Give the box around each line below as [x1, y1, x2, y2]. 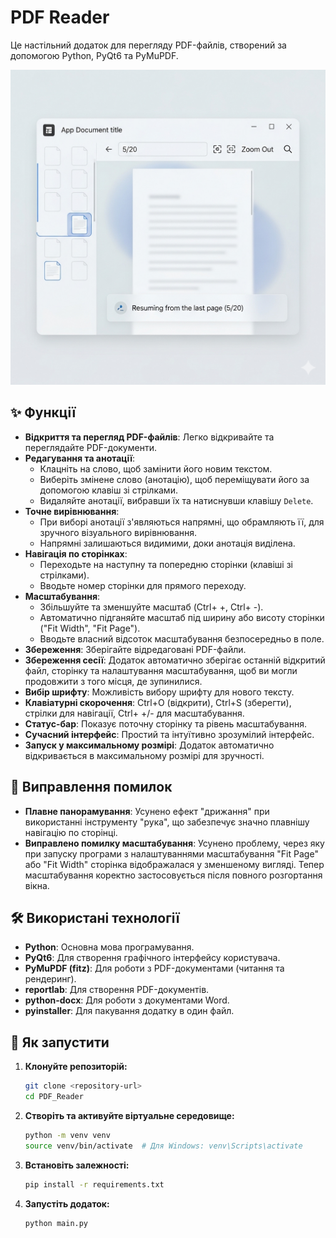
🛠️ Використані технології [10, 909, 180, 926]
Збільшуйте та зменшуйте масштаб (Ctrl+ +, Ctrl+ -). [39, 601, 264, 613]
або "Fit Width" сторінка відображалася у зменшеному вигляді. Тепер [24, 858, 325, 870]
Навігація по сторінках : [24, 547, 128, 560]
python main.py [24, 1218, 89, 1228]
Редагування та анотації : [24, 452, 136, 464]
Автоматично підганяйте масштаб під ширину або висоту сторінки [39, 611, 325, 623]
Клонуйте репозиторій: [24, 1061, 128, 1073]
